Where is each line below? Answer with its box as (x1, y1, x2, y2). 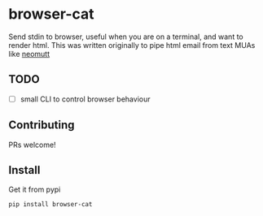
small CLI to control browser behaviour (20, 94, 151, 104)
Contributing (8, 119, 75, 132)
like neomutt (8, 49, 50, 58)
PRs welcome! (8, 140, 56, 149)
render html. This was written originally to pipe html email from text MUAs (8, 40, 256, 50)
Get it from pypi (8, 184, 61, 195)
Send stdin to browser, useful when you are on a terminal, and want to (8, 32, 243, 41)
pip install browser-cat (8, 201, 93, 209)
